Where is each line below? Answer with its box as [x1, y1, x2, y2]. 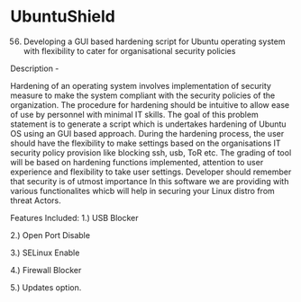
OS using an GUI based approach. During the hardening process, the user [10, 128, 285, 138]
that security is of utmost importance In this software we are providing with [10, 175, 289, 186]
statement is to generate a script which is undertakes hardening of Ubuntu [10, 119, 287, 129]
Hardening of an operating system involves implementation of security [10, 80, 271, 91]
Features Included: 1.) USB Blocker [10, 212, 139, 223]
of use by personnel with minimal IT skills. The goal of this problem [10, 109, 260, 120]
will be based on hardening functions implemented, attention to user [10, 156, 264, 167]
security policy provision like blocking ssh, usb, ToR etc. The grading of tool [10, 147, 292, 158]
